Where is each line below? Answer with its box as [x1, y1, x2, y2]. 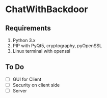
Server [12, 87, 27, 93]
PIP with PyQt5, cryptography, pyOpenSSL [12, 43, 102, 49]
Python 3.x [12, 37, 36, 43]
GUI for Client [12, 76, 42, 82]
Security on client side [12, 82, 60, 88]
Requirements [5, 24, 51, 32]
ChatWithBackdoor [5, 4, 88, 15]
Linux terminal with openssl [12, 48, 70, 54]
